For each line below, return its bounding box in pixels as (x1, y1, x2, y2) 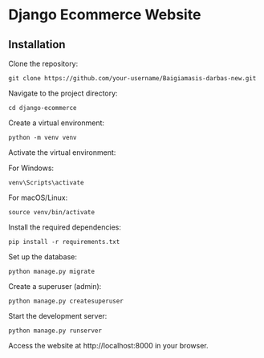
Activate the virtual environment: (8, 148, 116, 157)
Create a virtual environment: (8, 118, 105, 128)
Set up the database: (8, 252, 78, 262)
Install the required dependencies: (8, 222, 122, 232)
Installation (8, 38, 66, 51)
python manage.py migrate (8, 267, 95, 275)
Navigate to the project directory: (8, 88, 118, 98)
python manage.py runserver (8, 327, 103, 335)
